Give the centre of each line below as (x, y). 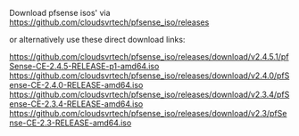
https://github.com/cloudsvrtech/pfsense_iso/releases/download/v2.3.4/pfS (149, 94)
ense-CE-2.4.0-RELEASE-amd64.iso (76, 85)
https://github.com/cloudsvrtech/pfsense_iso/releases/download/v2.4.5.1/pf (149, 56)
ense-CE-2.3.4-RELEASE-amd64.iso (76, 104)
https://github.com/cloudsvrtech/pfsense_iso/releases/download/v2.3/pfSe (148, 113)
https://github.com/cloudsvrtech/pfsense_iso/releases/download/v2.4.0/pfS (149, 76)
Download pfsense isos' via (60, 13)
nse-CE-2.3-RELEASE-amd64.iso (71, 123)
